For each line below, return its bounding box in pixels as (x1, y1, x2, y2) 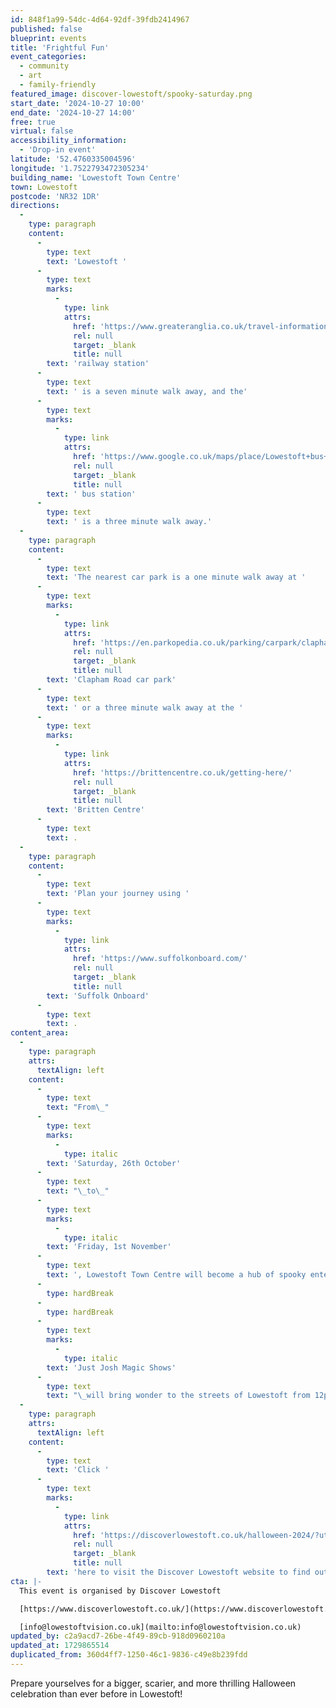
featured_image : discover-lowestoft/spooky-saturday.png (10, 89, 253, 99)
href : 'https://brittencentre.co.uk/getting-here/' (73, 767, 293, 778)
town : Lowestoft (10, 182, 78, 192)
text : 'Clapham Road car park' (46, 675, 177, 685)
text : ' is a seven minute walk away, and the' (46, 386, 248, 396)
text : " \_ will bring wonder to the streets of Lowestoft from (46, 1391, 311, 1401)
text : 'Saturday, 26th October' (46, 1158, 182, 1168)
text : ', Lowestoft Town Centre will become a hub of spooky (46, 1270, 307, 1280)
